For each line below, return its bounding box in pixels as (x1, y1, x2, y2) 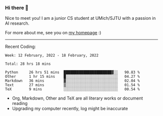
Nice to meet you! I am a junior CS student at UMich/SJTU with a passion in (5, 15, 156, 21)
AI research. (5, 20, 30, 26)
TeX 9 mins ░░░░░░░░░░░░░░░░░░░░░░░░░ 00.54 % (5, 87, 140, 92)
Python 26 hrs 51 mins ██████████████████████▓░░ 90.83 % (5, 70, 140, 75)
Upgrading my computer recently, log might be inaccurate (12, 106, 128, 112)
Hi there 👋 (5, 4, 29, 11)
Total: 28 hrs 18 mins (5, 61, 51, 67)
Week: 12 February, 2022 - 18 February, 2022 (5, 53, 98, 58)
